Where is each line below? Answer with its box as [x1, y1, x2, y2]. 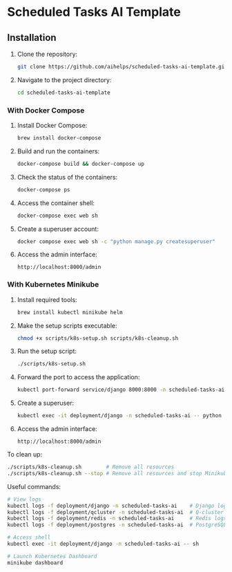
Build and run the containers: [17, 146, 100, 155]
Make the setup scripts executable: [17, 321, 117, 330]
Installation [7, 32, 57, 44]
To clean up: [7, 450, 43, 459]
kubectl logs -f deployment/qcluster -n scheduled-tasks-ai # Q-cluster [7, 508, 224, 515]
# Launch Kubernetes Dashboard [7, 553, 97, 560]
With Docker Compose [7, 105, 85, 115]
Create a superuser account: [17, 225, 99, 233]
